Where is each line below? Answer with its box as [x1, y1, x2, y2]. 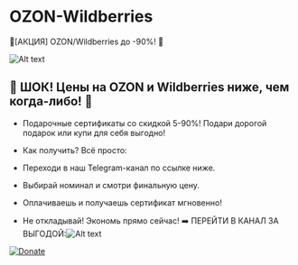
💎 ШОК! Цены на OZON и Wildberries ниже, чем [9, 79, 290, 96]
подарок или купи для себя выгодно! [22, 127, 166, 138]
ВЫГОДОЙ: [22, 228, 67, 239]
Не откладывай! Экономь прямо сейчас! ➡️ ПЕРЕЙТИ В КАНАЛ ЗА [22, 215, 279, 226]
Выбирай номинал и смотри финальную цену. [22, 179, 200, 190]
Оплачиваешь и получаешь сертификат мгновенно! [22, 196, 223, 208]
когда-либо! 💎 [9, 94, 93, 109]
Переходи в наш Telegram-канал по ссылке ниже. [22, 162, 216, 173]
